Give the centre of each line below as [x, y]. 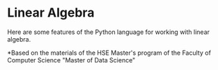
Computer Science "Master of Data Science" [71, 60]
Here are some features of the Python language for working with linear [109, 32]
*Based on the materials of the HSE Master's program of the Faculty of [109, 53]
